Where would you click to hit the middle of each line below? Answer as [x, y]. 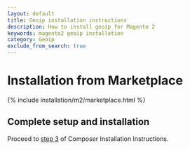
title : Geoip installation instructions [67, 20]
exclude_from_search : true [47, 46]
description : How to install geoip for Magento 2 [81, 27]
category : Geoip [31, 40]
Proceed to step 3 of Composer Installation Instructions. [88, 138]
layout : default [31, 14]
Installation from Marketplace [95, 81]
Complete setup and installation [79, 122]
